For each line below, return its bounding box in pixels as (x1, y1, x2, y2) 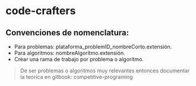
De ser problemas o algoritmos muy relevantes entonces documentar (20, 67, 190, 74)
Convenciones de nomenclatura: (5, 28, 129, 38)
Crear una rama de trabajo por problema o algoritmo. (14, 56, 144, 62)
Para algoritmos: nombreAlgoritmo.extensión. (14, 49, 125, 57)
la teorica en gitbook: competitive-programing (20, 74, 133, 80)
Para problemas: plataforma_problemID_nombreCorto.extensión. (14, 43, 172, 50)
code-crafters (5, 4, 76, 18)
